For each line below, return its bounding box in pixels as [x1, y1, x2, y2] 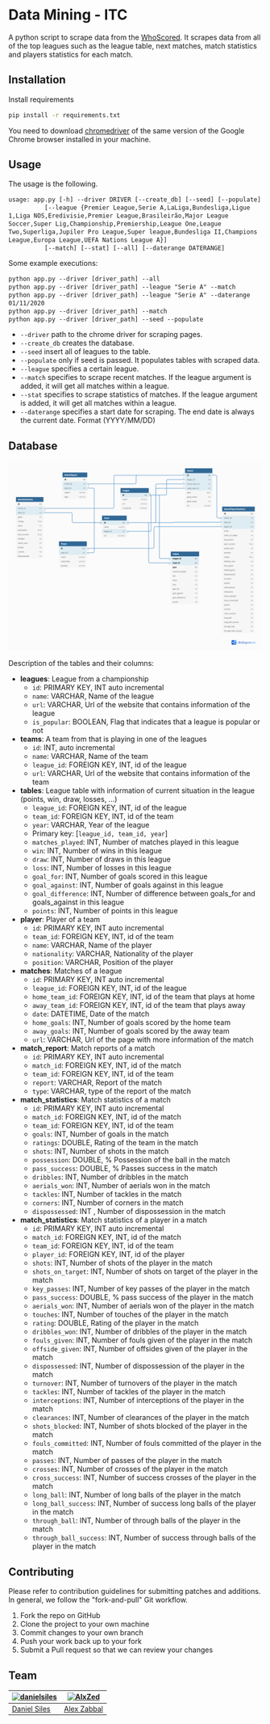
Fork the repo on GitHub [19, 1611, 101, 1621]
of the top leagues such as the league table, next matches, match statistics [8, 40, 258, 50]
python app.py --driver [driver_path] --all [8, 275, 160, 284]
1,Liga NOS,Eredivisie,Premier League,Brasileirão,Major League [8, 212, 229, 220]
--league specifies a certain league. [19, 364, 139, 373]
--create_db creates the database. [19, 338, 135, 348]
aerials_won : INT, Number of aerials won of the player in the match [31, 1301, 255, 1311]
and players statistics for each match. [8, 49, 133, 59]
